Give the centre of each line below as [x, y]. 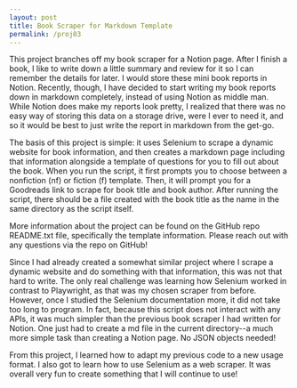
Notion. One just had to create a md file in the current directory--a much [141, 328]
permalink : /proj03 [45, 34]
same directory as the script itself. [72, 209]
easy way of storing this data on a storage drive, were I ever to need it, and [147, 116]
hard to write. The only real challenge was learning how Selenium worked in [148, 281]
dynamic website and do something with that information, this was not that [146, 271]
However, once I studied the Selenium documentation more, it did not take [145, 300]
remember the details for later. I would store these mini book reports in [138, 78]
